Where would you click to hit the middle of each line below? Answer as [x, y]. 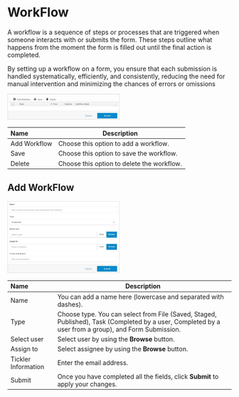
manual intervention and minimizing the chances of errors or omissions [111, 83]
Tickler [20, 359]
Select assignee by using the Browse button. [123, 349]
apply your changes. [87, 384]
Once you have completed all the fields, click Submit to [138, 376]
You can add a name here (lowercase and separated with [140, 297]
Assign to [24, 349]
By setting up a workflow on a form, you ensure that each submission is [112, 68]
